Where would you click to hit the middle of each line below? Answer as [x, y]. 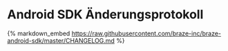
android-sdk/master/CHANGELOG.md [61, 40]
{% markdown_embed [39, 33]
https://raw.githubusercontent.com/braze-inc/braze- [146, 33]
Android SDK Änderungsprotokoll [105, 15]
